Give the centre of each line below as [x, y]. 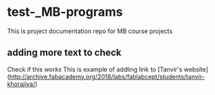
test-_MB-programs [65, 12]
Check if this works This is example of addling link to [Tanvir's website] [107, 69]
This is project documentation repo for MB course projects [90, 31]
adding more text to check [64, 53]
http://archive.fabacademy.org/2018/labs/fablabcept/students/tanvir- [107, 76]
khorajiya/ [21, 84]
